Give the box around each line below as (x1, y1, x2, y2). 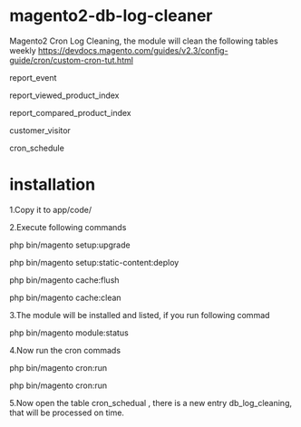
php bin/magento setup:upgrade (9, 239, 131, 250)
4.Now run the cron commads (9, 345, 121, 355)
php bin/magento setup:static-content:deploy (9, 257, 180, 267)
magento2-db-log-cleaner (9, 5, 213, 26)
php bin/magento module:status (9, 327, 129, 338)
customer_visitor (9, 124, 71, 136)
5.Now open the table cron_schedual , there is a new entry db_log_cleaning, (9, 397, 293, 408)
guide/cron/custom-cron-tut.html (9, 54, 134, 65)
